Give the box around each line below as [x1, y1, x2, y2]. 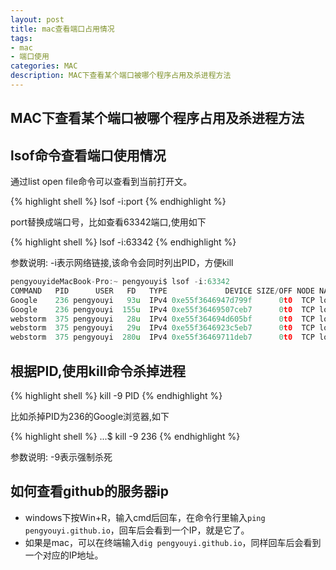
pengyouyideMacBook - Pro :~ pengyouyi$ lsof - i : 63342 [10, 277, 230, 287]
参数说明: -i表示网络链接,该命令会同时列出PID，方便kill [10, 257, 234, 269]
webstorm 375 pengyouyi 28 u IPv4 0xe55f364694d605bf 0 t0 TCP [10, 314, 315, 324]
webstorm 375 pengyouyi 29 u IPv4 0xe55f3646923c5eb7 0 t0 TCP [10, 323, 315, 333]
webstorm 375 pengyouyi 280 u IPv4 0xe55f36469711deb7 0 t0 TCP [10, 332, 315, 343]
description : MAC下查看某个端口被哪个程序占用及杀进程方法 [10, 71, 232, 81]
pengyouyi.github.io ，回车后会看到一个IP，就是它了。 [24, 524, 250, 536]
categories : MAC [10, 61, 78, 71]
